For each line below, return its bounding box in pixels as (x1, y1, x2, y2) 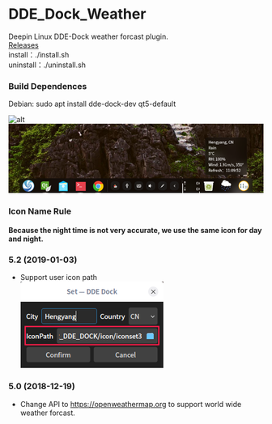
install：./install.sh (8, 49, 70, 59)
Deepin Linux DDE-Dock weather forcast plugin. (8, 32, 168, 41)
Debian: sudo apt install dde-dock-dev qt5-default (8, 99, 176, 109)
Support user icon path (19, 273, 98, 282)
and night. (8, 234, 44, 244)
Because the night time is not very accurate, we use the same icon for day (8, 226, 262, 235)
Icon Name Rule (8, 206, 71, 217)
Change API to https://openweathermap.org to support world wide (19, 399, 242, 409)
